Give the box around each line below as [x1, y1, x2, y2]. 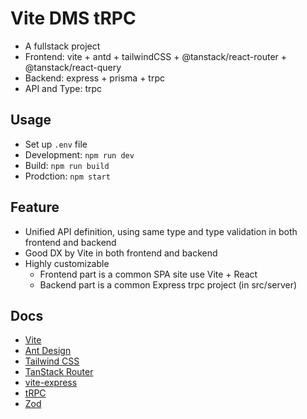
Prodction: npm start [24, 170, 111, 182]
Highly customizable [24, 257, 110, 269]
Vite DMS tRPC [10, 7, 137, 30]
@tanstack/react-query [24, 61, 122, 73]
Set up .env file [24, 138, 88, 150]
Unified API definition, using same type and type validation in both [24, 225, 298, 237]
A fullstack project [24, 40, 101, 52]
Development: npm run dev [24, 148, 135, 161]
